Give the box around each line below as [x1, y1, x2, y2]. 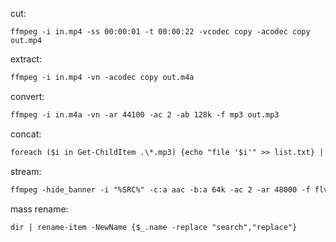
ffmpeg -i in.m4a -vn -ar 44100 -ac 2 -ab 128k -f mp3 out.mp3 [10, 109, 280, 120]
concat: [10, 128, 42, 140]
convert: [10, 90, 45, 102]
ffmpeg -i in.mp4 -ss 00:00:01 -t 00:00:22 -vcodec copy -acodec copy [10, 27, 311, 37]
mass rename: [10, 203, 69, 215]
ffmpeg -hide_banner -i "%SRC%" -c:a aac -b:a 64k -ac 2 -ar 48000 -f [10, 184, 311, 195]
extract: [10, 53, 43, 65]
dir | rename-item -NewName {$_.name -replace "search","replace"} [10, 222, 298, 232]
